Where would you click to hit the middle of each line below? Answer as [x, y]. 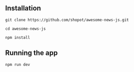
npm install [18, 37]
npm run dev [18, 64]
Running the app [31, 53]
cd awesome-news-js [26, 29]
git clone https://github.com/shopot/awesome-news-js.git [67, 20]
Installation [23, 8]
